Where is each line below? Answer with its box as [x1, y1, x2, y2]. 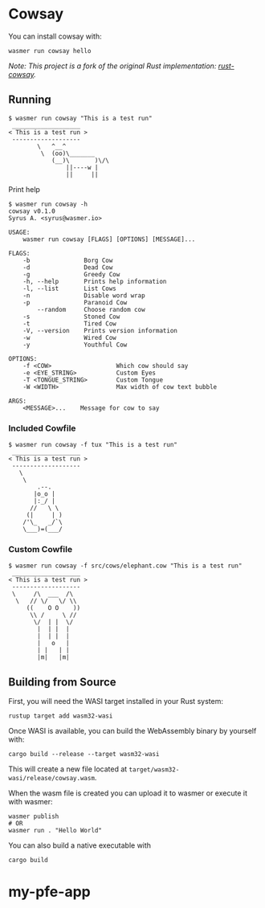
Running [8, 93, 52, 107]
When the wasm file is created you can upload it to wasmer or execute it [8, 788, 247, 798]
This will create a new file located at [8, 764, 128, 774]
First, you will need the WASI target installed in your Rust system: [8, 697, 223, 706]
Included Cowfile [8, 423, 76, 434]
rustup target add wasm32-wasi [8, 712, 113, 720]
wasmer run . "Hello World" [8, 827, 103, 835]
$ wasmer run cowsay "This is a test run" [8, 114, 153, 122]
